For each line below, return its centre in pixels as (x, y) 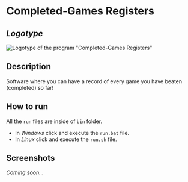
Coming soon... (25, 172)
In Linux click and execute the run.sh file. (66, 139)
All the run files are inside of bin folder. (54, 121)
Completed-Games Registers (80, 11)
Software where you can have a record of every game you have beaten (94, 81)
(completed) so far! (30, 87)
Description (29, 67)
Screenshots (31, 158)
